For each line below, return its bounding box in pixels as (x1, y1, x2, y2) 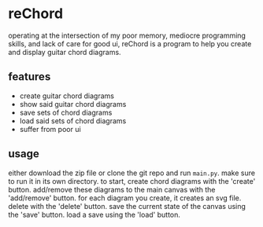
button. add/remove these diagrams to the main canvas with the (8, 185, 216, 194)
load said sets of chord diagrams (19, 115, 127, 126)
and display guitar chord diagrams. (8, 47, 121, 57)
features (8, 70, 51, 83)
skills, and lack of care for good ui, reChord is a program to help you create (8, 38, 252, 48)
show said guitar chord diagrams (19, 99, 127, 108)
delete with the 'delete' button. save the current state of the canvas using (8, 201, 246, 211)
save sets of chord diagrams (19, 108, 113, 117)
